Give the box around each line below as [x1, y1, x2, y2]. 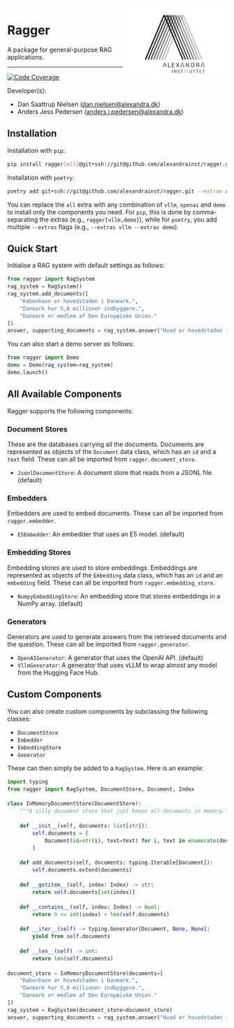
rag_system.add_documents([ [7, 291, 89, 298]
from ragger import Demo [7, 354, 79, 361]
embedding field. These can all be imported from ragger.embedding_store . [7, 578, 216, 587]
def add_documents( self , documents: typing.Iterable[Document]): [19, 859, 214, 867]
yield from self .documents [32, 933, 111, 940]
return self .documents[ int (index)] [32, 888, 136, 895]
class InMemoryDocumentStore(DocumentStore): [7, 800, 141, 807]
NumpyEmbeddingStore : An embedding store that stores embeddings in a [17, 592, 221, 600]
